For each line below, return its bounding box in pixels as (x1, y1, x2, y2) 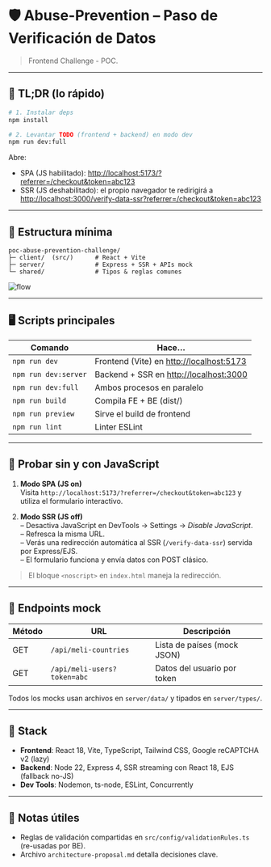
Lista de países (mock (154, 639, 239, 650)
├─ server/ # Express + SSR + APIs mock (8, 260, 194, 269)
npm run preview (12, 409, 75, 418)
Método (12, 625, 43, 637)
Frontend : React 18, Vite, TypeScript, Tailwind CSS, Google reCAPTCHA (19, 746, 260, 755)
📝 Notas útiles (8, 810, 80, 825)
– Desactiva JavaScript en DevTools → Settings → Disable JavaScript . (19, 520, 253, 530)
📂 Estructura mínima (8, 225, 113, 239)
